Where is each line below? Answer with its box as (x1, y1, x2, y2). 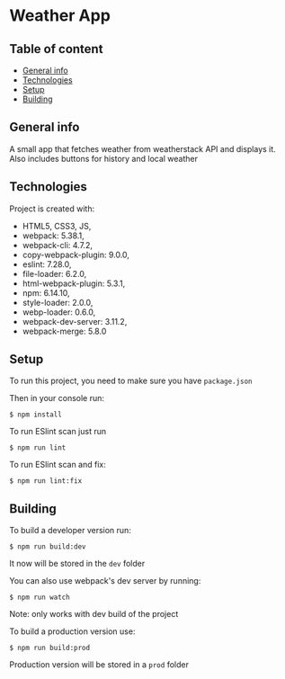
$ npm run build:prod (9, 644, 91, 653)
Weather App (9, 5, 111, 26)
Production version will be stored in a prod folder (9, 659, 189, 670)
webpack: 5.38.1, (22, 230, 85, 241)
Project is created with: (9, 203, 95, 214)
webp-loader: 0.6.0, (22, 307, 96, 317)
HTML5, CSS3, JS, (22, 220, 92, 231)
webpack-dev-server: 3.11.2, (22, 316, 128, 326)
